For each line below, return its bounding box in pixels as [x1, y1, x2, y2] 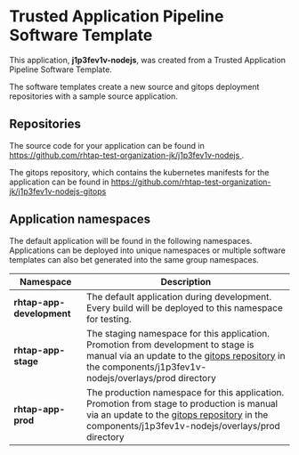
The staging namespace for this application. [85, 327, 270, 339]
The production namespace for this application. [85, 386, 285, 398]
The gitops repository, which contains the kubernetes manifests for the [9, 167, 270, 177]
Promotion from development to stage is [85, 338, 255, 351]
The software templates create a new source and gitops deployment [9, 81, 260, 92]
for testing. [85, 313, 132, 325]
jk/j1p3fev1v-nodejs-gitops [9, 185, 107, 197]
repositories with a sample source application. [9, 91, 178, 102]
